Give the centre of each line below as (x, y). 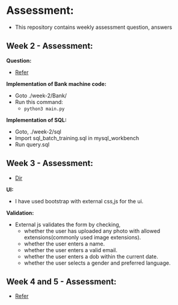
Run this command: (39, 102)
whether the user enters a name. (64, 244)
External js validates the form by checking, (68, 224)
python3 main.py (44, 109)
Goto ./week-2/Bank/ (41, 95)
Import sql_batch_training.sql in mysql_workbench (77, 138)
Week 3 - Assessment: (50, 163)
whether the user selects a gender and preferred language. (97, 263)
